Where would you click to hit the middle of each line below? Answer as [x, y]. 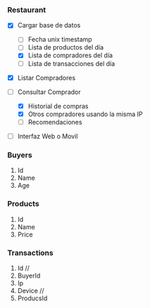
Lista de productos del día [66, 47]
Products [24, 204]
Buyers [20, 155]
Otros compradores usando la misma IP [85, 114]
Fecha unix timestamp [60, 40]
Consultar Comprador [49, 92]
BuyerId [29, 275]
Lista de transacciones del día [71, 63]
